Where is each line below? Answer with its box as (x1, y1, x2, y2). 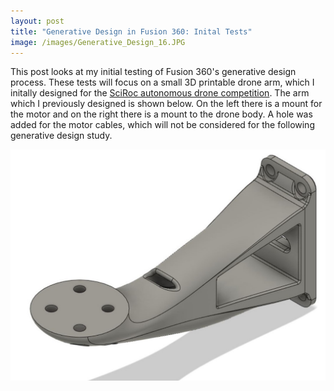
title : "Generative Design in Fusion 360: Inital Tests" (10, 26, 253, 37)
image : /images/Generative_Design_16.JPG (10, 37, 186, 47)
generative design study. (10, 130, 113, 142)
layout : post (10, 16, 65, 26)
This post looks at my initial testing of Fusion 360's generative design (10, 66, 297, 78)
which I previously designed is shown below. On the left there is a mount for (10, 98, 323, 110)
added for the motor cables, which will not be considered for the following (10, 119, 315, 131)
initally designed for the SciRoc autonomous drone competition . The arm (10, 87, 310, 99)
